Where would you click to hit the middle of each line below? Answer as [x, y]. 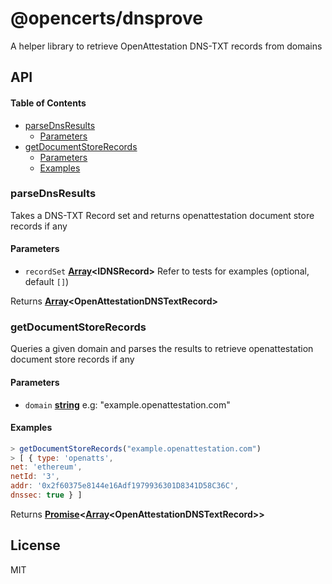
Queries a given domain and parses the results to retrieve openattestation [162, 349]
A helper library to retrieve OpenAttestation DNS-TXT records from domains [166, 46]
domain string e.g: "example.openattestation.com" [127, 404]
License [35, 545]
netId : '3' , [35, 477]
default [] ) [47, 282]
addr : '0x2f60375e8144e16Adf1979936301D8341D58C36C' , [125, 486]
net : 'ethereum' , [46, 467]
